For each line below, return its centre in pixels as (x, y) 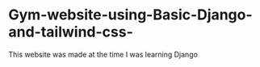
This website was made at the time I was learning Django (103, 54)
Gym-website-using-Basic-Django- (130, 15)
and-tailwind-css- (71, 32)
